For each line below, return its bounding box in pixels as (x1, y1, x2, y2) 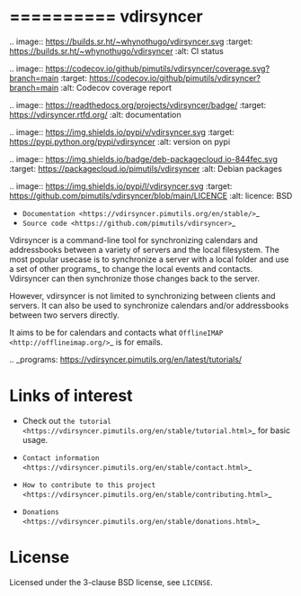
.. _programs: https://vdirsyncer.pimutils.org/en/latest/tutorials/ (9, 354, 243, 365)
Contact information (22, 453, 100, 463)
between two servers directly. (9, 309, 120, 321)
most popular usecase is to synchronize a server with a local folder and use (9, 254, 289, 265)
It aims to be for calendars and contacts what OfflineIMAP (9, 327, 224, 338)
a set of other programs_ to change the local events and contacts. (9, 263, 253, 274)
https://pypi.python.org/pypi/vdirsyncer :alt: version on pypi (9, 136, 231, 147)
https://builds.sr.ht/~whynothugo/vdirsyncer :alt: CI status (9, 45, 225, 56)
